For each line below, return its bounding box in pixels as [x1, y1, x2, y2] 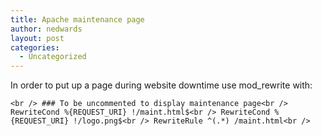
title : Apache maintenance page [10, 14, 145, 25]
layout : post [10, 33, 65, 43]
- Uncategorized [19, 52, 87, 62]
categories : [10, 42, 60, 53]
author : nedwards [10, 24, 83, 34]
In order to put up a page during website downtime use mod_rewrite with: [10, 79, 313, 91]
